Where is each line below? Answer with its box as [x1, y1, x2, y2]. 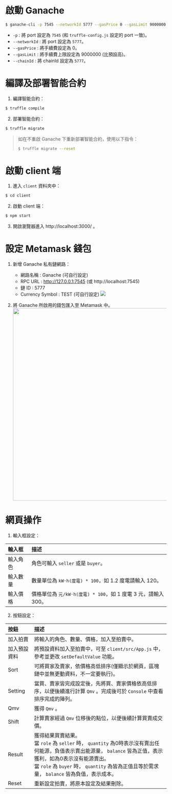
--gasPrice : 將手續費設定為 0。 [12, 45, 80, 51]
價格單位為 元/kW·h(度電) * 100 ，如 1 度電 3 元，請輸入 [31, 590, 164, 597]
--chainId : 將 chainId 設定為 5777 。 [12, 57, 89, 64]
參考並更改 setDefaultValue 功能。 [34, 653, 118, 660]
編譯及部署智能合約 [5, 78, 87, 89]
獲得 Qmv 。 [34, 705, 60, 712]
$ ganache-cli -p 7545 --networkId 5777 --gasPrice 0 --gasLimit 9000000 [5, 22, 166, 27]
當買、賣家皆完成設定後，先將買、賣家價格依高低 [34, 680, 153, 687]
